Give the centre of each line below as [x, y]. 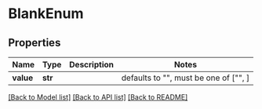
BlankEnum [46, 14]
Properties [35, 43]
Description [91, 65]
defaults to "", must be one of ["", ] [185, 78]
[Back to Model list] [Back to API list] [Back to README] [98, 97]
